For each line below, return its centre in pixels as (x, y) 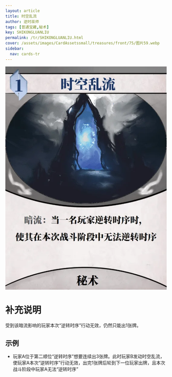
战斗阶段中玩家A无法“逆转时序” (45, 369)
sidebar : (15, 49)
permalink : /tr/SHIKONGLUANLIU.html (44, 38)
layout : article (23, 11)
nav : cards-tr (25, 54)
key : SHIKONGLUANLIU (27, 32)
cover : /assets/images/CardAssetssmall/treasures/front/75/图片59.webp (82, 43)
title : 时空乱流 (21, 16)
